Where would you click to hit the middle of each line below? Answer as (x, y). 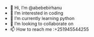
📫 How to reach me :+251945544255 (50, 29)
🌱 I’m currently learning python (42, 18)
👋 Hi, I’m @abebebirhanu (36, 8)
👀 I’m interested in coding (37, 13)
